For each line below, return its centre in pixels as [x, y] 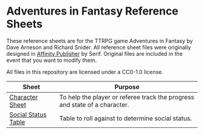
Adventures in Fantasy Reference [93, 11]
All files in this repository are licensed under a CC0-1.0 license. [85, 72]
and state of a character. [94, 104]
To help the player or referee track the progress [127, 97]
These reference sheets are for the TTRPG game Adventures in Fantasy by [100, 41]
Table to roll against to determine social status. [126, 118]
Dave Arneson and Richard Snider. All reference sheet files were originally [99, 47]
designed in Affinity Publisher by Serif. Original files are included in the [95, 53]
